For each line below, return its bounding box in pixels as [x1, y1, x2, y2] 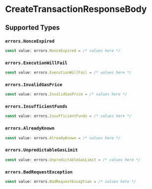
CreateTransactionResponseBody [5, 3, 147, 15]
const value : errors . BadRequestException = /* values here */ [5, 179, 136, 184]
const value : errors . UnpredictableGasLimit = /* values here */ [5, 157, 141, 162]
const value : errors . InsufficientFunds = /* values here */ [5, 113, 132, 119]
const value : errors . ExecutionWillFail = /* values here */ [5, 70, 132, 75]
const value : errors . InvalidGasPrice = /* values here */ [5, 92, 127, 97]
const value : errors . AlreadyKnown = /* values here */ [5, 135, 121, 140]
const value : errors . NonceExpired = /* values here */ [5, 48, 121, 53]
